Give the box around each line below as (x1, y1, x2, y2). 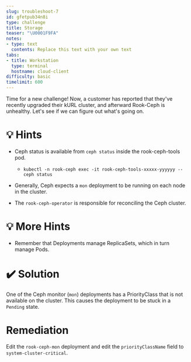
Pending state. (6, 303, 40, 310)
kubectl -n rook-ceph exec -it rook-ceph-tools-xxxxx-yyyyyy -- (23, 166, 183, 173)
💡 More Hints (6, 220, 71, 233)
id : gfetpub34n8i (6, 14, 48, 20)
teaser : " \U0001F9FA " (6, 30, 59, 36)
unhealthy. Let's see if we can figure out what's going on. (6, 108, 144, 115)
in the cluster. (14, 188, 48, 195)
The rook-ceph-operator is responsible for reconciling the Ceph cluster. (14, 199, 186, 206)
